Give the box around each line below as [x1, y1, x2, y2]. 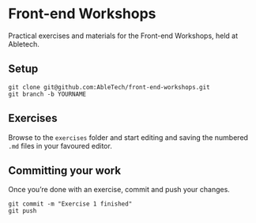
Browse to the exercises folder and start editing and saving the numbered [8, 132, 249, 142]
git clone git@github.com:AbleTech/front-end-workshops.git [8, 83, 211, 91]
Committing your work [8, 164, 121, 177]
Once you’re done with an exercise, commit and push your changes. [8, 185, 231, 195]
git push [8, 207, 37, 215]
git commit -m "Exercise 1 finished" [8, 200, 133, 208]
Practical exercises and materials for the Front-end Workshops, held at [8, 31, 239, 40]
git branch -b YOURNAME [8, 90, 87, 98]
